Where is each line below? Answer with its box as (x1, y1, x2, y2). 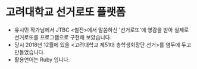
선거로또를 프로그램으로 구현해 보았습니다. (14, 33, 112, 40)
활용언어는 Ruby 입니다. (14, 56, 70, 63)
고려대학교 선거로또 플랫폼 (5, 5, 126, 19)
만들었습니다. (14, 48, 45, 55)
